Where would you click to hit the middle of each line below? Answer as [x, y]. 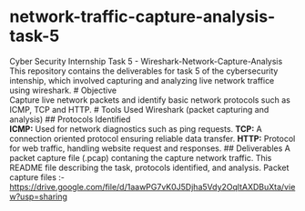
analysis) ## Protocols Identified [70, 119]
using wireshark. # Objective [63, 90]
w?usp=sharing [39, 196]
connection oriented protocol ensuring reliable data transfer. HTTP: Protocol [152, 138]
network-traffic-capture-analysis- [142, 17]
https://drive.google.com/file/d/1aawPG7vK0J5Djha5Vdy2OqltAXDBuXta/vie [152, 186]
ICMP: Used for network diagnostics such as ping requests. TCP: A [136, 128]
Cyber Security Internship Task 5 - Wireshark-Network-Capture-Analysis [146, 61]
